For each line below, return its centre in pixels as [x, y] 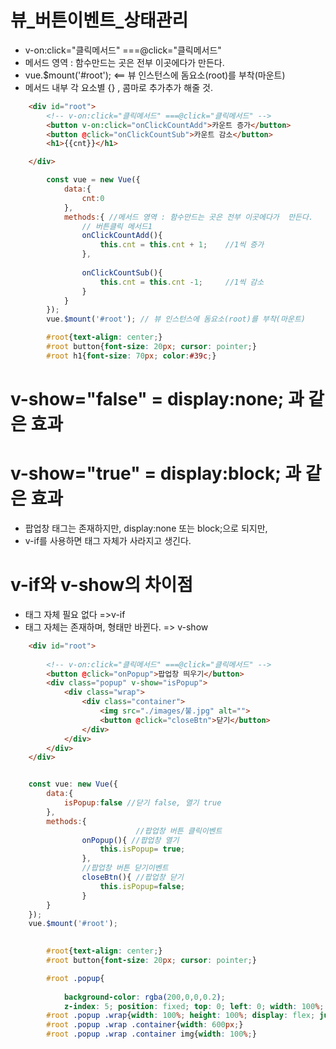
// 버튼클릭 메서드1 [117, 226]
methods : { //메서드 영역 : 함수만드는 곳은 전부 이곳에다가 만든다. [188, 217]
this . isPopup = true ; [142, 849]
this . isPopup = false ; [142, 886]
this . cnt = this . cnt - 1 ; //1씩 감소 [182, 282]
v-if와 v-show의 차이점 [102, 585]
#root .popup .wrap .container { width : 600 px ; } [145, 1025]
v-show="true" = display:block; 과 [156, 473]
